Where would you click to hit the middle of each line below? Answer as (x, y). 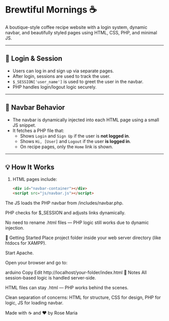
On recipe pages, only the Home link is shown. (66, 147)
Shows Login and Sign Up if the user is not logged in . (75, 136)
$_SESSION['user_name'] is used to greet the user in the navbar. (78, 81)
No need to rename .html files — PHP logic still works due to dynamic (77, 222)
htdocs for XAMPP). (26, 243)
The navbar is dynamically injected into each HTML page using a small (86, 120)
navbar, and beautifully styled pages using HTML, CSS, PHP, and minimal (81, 32)
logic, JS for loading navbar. (34, 303)
